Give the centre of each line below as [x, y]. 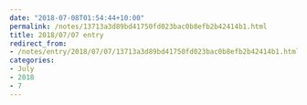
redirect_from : [38, 43]
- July [22, 69]
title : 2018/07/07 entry [57, 35]
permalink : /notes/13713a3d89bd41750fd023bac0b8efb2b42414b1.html [138, 26]
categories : [32, 60]
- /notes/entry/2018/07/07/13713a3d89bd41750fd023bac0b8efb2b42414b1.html [155, 52]
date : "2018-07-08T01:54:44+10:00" [77, 18]
